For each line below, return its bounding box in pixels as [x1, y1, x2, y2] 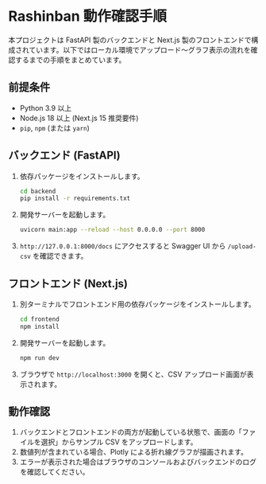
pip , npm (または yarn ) [19, 123, 90, 132]
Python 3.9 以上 [19, 103, 72, 112]
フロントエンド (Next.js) [8, 276, 129, 291]
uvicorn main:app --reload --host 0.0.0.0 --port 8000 [19, 226, 206, 234]
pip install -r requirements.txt [19, 194, 131, 203]
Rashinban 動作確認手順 [8, 7, 167, 25]
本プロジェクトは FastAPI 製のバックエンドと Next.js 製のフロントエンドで [8, 35, 252, 45]
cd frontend [19, 315, 60, 323]
